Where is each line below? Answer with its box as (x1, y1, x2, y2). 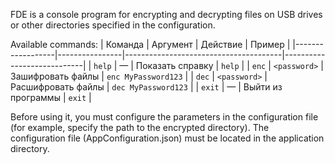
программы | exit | (10, 92, 92, 103)
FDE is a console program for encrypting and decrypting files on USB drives (10, 9, 323, 20)
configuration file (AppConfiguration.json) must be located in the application (10, 132, 325, 144)
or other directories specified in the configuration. (10, 19, 216, 31)
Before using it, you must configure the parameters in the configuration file (10, 111, 319, 123)
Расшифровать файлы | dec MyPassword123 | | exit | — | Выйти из (10, 81, 283, 93)
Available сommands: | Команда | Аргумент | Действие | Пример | (10, 39, 291, 50)
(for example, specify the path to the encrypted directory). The (10, 122, 270, 133)
